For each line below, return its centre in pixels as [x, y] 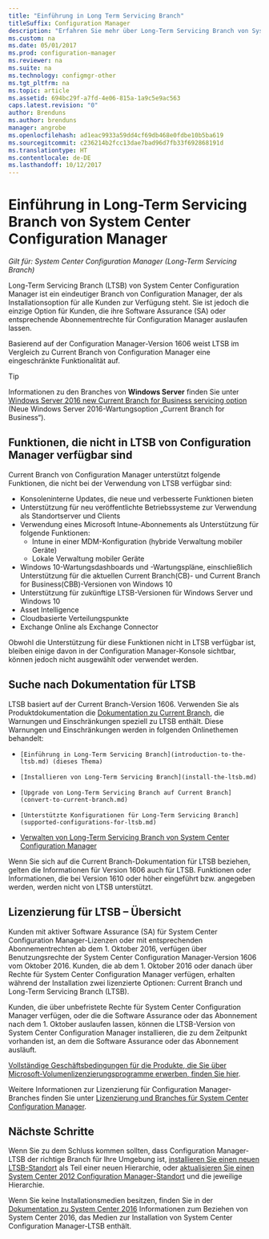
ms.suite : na [30, 68]
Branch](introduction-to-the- [196, 754]
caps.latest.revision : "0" [53, 105]
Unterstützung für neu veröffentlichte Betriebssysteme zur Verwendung [139, 507]
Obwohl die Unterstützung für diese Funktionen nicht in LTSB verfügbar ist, [132, 642]
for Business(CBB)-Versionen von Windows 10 [96, 584]
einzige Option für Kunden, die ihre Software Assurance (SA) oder [117, 311]
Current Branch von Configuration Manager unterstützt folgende [114, 474]
